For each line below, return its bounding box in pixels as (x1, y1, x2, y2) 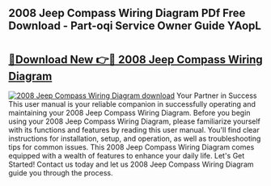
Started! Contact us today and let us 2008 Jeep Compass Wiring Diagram (8, 159, 254, 169)
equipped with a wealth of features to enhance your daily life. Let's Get (8, 151, 245, 160)
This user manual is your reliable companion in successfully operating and (8, 99, 256, 108)
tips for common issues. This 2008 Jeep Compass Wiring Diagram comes (8, 142, 255, 152)
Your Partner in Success (176, 91, 257, 100)
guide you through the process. (8, 168, 113, 177)
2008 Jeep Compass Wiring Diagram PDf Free (8, 6, 246, 20)
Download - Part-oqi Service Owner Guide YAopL (8, 19, 261, 33)
